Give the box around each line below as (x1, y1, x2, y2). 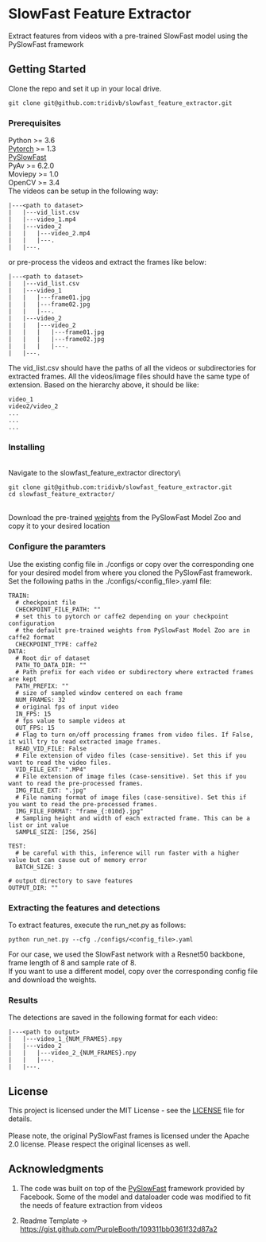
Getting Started (8, 63, 87, 76)
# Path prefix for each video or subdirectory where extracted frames (15, 668, 254, 676)
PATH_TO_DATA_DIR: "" (15, 661, 87, 669)
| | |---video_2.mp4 (8, 230, 91, 238)
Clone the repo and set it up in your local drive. (8, 83, 162, 93)
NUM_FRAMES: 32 (15, 696, 66, 704)
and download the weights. (8, 975, 97, 984)
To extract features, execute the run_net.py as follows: (8, 920, 187, 930)
